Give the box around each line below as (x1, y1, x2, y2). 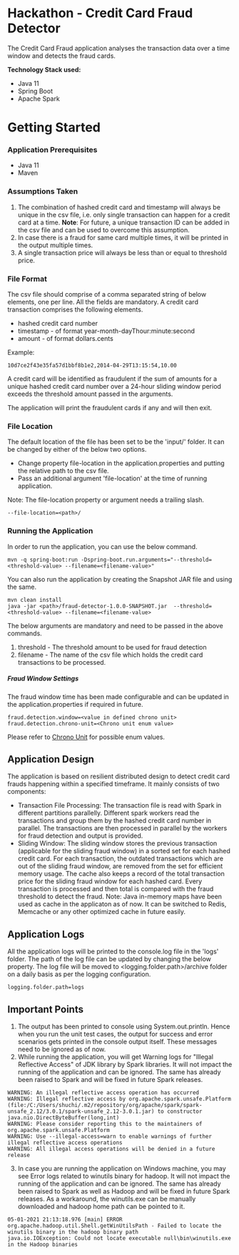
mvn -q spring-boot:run (7, 556, 78, 563)
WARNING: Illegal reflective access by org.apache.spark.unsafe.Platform (7, 1096, 232, 1103)
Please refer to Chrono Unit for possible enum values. (7, 733, 166, 741)
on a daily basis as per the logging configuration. (7, 970, 151, 978)
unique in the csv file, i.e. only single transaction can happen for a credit (17, 210, 230, 219)
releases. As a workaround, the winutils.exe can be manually (17, 1195, 196, 1204)
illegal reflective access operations (7, 1139, 123, 1146)
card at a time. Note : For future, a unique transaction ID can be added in (17, 218, 230, 227)
